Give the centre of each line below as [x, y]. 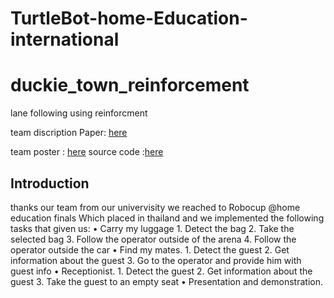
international [65, 39]
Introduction [50, 183]
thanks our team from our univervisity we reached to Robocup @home [155, 207]
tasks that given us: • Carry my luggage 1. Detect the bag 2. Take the [152, 228]
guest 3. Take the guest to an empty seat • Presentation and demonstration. [166, 281]
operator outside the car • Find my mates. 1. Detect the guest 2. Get [150, 249]
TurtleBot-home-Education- [129, 18]
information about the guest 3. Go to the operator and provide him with [156, 260]
